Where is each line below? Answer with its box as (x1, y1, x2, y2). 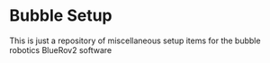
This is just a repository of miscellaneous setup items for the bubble (9, 35, 261, 46)
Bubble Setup (9, 5, 112, 26)
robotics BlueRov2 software (9, 44, 112, 55)
